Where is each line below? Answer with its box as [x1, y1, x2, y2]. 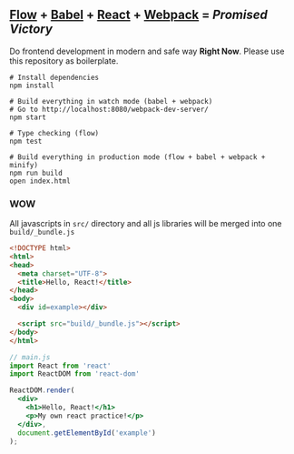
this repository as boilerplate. [9, 55, 119, 66]
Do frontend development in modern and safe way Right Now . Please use [9, 45, 285, 56]
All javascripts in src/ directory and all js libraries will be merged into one [9, 218, 283, 229]
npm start [9, 113, 47, 122]
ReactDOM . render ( [9, 386, 75, 395]
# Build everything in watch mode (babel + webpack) [9, 96, 213, 106]
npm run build [9, 168, 64, 177]
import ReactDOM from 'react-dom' [9, 369, 141, 378]
